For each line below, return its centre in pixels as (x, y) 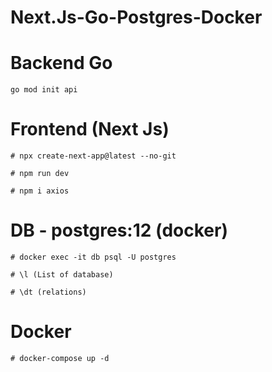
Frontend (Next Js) (90, 129)
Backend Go (61, 63)
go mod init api (44, 90)
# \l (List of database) (62, 275)
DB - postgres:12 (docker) (119, 230)
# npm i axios (40, 191)
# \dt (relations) (48, 292)
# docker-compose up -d (60, 358)
